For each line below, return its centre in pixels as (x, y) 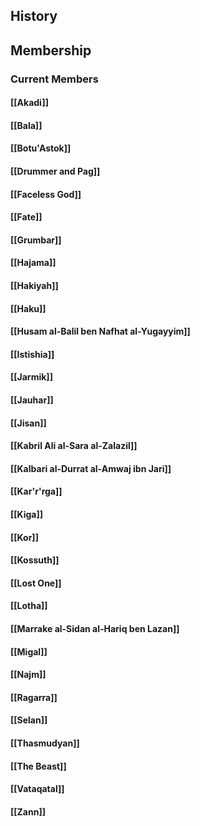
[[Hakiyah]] (34, 286)
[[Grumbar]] (36, 240)
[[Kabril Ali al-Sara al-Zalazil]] (74, 446)
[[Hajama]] (33, 263)
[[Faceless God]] (46, 194)
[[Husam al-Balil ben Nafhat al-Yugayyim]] (100, 331)
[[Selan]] (29, 720)
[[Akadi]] (29, 103)
